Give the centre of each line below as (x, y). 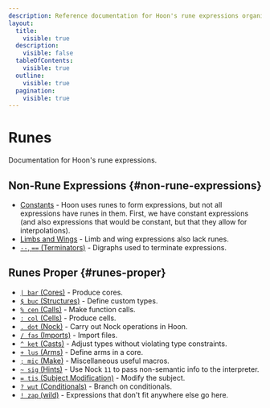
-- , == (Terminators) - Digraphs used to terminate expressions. (123, 247)
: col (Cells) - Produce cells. (68, 318)
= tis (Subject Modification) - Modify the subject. (102, 377)
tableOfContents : (45, 61)
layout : (21, 23)
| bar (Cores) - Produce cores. (71, 292)
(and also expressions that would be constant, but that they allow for (133, 222)
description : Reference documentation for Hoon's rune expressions (124, 16)
